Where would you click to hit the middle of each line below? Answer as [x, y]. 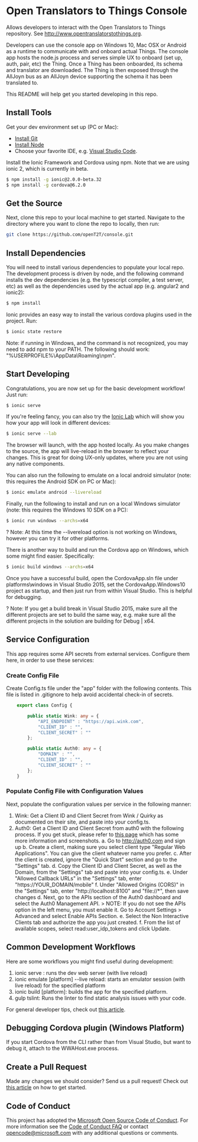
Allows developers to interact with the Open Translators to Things [86, 27]
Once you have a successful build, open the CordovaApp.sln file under [92, 578]
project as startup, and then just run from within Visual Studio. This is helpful [99, 590]
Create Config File [33, 675]
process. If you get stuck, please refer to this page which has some [97, 834]
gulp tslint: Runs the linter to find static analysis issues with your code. [100, 998]
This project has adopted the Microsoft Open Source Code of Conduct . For [97, 1120]
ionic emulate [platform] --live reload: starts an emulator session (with [100, 979]
